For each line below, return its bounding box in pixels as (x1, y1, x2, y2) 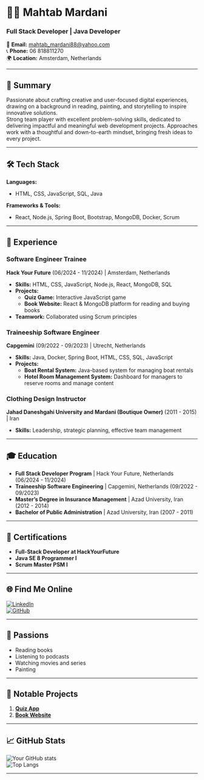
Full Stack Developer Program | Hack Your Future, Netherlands (15, 470, 174, 477)
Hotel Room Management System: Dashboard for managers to (24, 373, 183, 380)
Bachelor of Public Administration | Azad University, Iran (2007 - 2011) (15, 508, 194, 516)
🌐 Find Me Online (6, 584, 73, 595)
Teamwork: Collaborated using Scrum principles (15, 313, 137, 320)
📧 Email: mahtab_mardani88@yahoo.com (6, 41, 110, 48)
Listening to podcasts (15, 652, 70, 660)
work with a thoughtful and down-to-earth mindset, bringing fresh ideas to (6, 129, 193, 136)
